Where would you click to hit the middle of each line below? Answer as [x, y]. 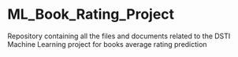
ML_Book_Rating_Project [91, 14]
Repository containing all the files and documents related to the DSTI [119, 36]
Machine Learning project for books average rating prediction [107, 44]
